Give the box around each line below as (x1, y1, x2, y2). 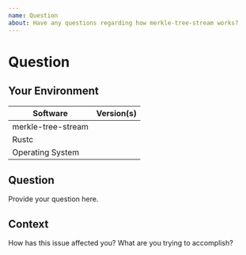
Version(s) (96, 107, 137, 118)
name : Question (8, 11, 59, 20)
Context (8, 217, 49, 231)
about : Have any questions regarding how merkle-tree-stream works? (8, 19, 239, 27)
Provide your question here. (8, 194, 99, 204)
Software (32, 107, 69, 118)
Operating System (12, 147, 80, 158)
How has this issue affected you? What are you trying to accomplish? (8, 238, 233, 248)
